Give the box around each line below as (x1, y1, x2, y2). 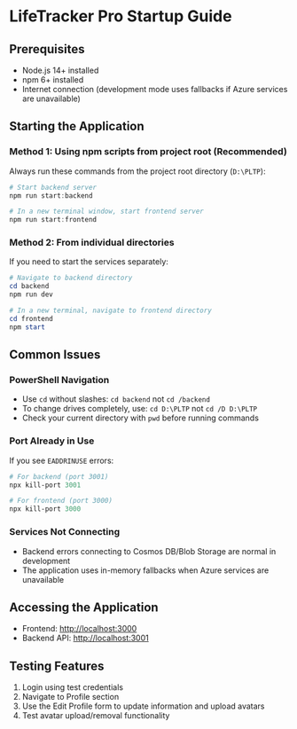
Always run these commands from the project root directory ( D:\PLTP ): (9, 166, 266, 176)
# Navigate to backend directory (9, 273, 133, 283)
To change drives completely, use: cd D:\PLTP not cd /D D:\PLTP (21, 404, 258, 414)
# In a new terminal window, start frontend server (9, 207, 204, 216)
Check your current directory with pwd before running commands (21, 412, 260, 423)
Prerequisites (9, 42, 85, 57)
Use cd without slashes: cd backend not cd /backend (21, 394, 211, 404)
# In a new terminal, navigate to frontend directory (9, 306, 213, 316)
